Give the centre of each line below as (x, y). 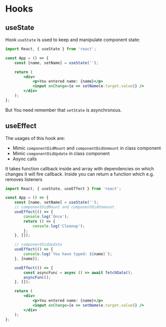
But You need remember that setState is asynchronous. (63, 110)
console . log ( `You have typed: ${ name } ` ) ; (68, 254)
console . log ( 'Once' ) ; (46, 216)
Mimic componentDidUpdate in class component (61, 153)
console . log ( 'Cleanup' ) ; (59, 226)
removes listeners (24, 179)
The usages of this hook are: (35, 138)
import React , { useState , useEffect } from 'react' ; (63, 189)
